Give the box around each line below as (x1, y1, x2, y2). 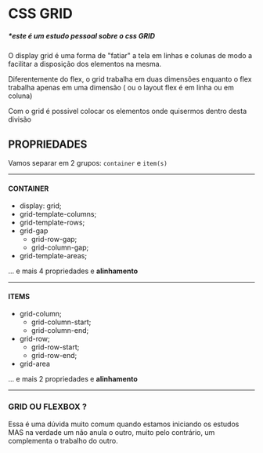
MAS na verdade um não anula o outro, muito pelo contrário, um (8, 427, 215, 437)
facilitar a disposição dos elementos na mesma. (8, 60, 162, 69)
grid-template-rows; (19, 217, 85, 228)
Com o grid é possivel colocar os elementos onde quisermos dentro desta (8, 107, 247, 116)
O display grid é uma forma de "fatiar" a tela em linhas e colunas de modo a (8, 51, 253, 60)
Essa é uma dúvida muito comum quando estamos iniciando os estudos (8, 419, 240, 429)
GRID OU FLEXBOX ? (8, 401, 88, 412)
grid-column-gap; (31, 243, 89, 252)
